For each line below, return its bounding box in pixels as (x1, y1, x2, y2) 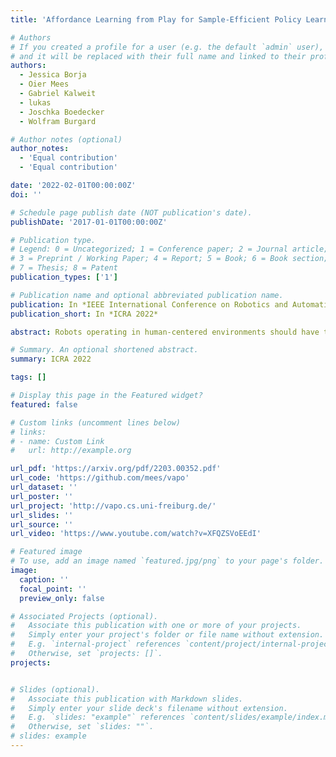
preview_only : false (19, 593, 105, 603)
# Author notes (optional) (10, 134, 123, 145)
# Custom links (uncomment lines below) (10, 417, 182, 428)
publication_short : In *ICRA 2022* (10, 309, 159, 319)
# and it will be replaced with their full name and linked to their (10, 51, 307, 61)
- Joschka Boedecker (19, 107, 105, 117)
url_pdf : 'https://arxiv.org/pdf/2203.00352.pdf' (10, 464, 222, 474)
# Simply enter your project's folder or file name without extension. (10, 630, 325, 640)
